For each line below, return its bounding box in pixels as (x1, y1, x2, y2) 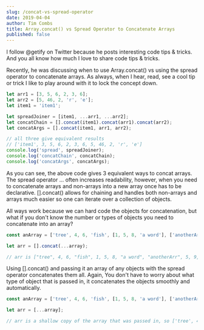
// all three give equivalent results (6, 136, 104, 142)
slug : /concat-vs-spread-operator (6, 9, 94, 15)
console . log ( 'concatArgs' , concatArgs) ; (6, 158, 110, 164)
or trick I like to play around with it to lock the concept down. (6, 80, 158, 87)
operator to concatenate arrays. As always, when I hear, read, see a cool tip (6, 73, 195, 80)
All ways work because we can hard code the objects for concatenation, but (6, 207, 197, 214)
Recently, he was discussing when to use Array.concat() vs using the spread (6, 66, 198, 74)
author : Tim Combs (6, 20, 53, 26)
